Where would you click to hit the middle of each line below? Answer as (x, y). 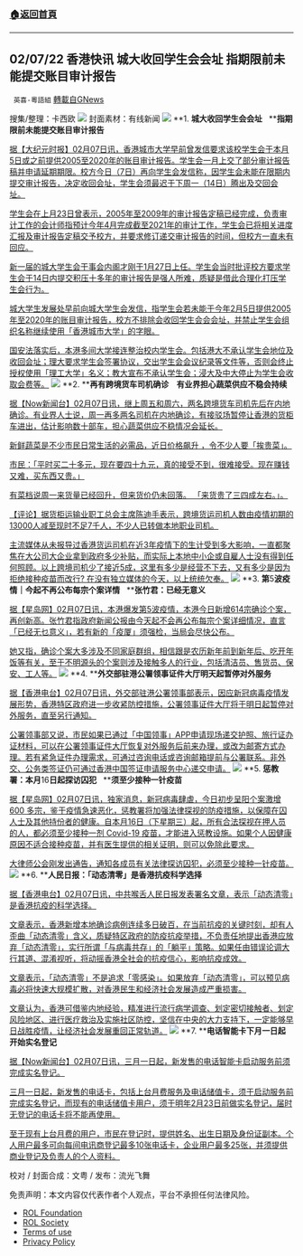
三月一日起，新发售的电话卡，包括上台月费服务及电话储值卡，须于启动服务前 (151, 1092)
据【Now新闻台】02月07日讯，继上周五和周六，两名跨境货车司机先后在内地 (150, 403)
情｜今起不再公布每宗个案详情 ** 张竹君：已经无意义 (107, 590)
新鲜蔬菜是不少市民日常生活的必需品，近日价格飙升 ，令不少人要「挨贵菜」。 (151, 446)
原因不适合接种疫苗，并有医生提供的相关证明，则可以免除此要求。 (132, 845)
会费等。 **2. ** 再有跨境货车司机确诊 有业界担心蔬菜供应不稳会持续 (152, 384)
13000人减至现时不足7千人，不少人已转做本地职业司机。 (114, 525)
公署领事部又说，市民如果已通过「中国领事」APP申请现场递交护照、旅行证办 (151, 735)
